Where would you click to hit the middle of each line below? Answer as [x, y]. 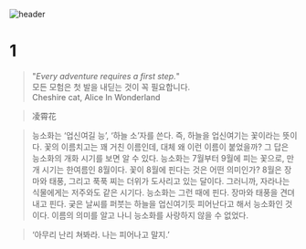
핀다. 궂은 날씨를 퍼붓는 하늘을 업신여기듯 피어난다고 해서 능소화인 [166, 203]
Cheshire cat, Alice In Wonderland [96, 97]
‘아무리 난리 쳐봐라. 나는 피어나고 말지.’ [101, 234]
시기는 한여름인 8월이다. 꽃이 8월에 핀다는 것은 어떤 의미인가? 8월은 [162, 170]
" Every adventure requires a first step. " [106, 76]
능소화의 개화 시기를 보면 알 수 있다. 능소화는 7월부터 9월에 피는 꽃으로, [158, 158]
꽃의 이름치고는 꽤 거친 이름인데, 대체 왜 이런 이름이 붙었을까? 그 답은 [167, 147]
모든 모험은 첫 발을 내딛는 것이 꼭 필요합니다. [111, 87]
